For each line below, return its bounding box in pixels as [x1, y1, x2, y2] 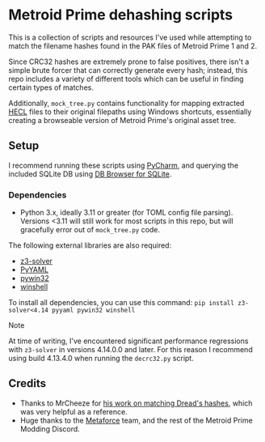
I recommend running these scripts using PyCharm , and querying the [8, 160, 239, 170]
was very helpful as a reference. [19, 406, 128, 416]
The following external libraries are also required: [8, 240, 172, 250]
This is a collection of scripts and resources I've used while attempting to [8, 32, 252, 42]
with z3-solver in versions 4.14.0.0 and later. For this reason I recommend [8, 345, 253, 355]
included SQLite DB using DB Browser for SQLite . [8, 168, 172, 179]
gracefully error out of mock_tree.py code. [19, 225, 160, 235]
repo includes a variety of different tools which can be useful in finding [8, 74, 244, 83]
